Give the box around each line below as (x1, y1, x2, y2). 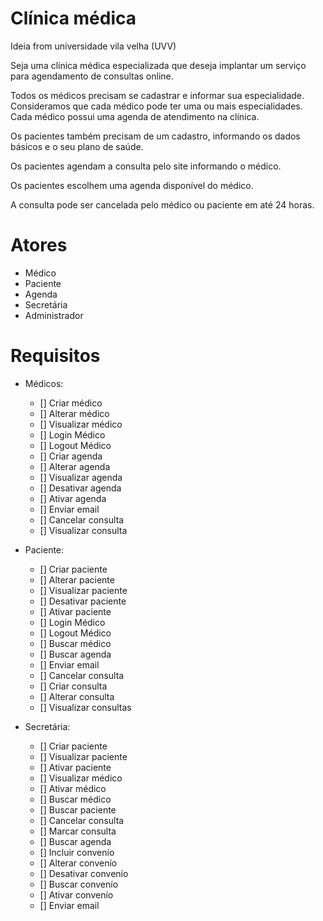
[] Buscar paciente (39, 803, 117, 816)
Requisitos (10, 345, 101, 367)
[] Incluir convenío (39, 846, 115, 858)
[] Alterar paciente (39, 573, 115, 586)
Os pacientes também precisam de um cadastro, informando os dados (10, 130, 301, 142)
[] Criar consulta (39, 680, 108, 692)
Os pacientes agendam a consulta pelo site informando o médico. (10, 160, 282, 172)
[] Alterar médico (39, 407, 110, 419)
